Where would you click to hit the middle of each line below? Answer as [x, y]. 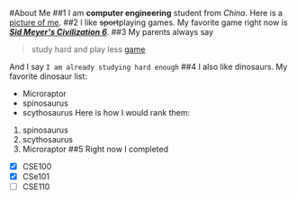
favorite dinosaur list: [49, 76]
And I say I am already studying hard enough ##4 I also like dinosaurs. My [148, 67]
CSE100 [37, 166]
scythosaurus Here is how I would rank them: [106, 112]
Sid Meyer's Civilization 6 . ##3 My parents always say [112, 32]
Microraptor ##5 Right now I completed [95, 149]
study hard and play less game [88, 49]
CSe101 [36, 177]
